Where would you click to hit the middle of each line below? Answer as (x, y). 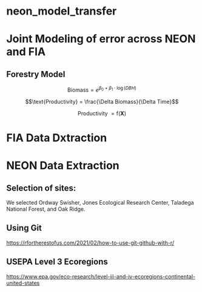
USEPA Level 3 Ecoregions (57, 262)
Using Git (24, 228)
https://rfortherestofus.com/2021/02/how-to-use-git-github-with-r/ (90, 243)
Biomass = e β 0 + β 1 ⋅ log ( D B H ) (102, 89)
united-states (23, 283)
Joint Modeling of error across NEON (101, 39)
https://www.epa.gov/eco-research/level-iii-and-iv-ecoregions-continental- (101, 276)
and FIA (26, 52)
